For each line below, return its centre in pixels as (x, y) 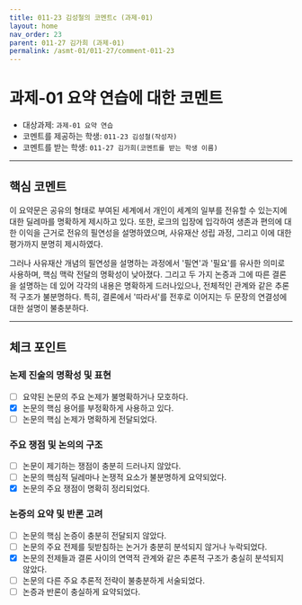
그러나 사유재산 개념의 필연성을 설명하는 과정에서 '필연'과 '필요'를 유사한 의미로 (147, 262)
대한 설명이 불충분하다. (49, 307)
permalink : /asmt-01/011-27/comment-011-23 (92, 51)
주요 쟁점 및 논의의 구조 (56, 444)
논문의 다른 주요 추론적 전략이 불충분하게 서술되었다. (113, 580)
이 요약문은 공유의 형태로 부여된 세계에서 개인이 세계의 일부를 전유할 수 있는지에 (148, 210)
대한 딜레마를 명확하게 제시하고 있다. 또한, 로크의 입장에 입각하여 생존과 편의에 (146, 221)
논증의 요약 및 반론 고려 (56, 514)
